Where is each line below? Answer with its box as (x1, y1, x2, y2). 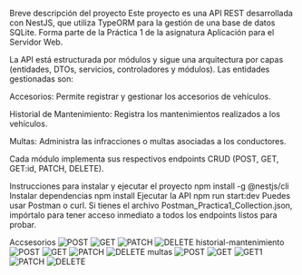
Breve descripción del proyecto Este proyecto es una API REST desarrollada (9, 8, 293, 18)
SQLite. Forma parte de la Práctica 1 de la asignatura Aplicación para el (9, 27, 275, 37)
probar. (9, 220, 37, 230)
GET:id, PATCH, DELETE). (9, 163, 104, 173)
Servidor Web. (9, 36, 63, 47)
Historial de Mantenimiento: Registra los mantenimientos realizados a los (9, 109, 281, 119)
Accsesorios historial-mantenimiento (9, 237, 285, 248)
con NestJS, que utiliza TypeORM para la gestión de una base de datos (9, 17, 276, 28)
